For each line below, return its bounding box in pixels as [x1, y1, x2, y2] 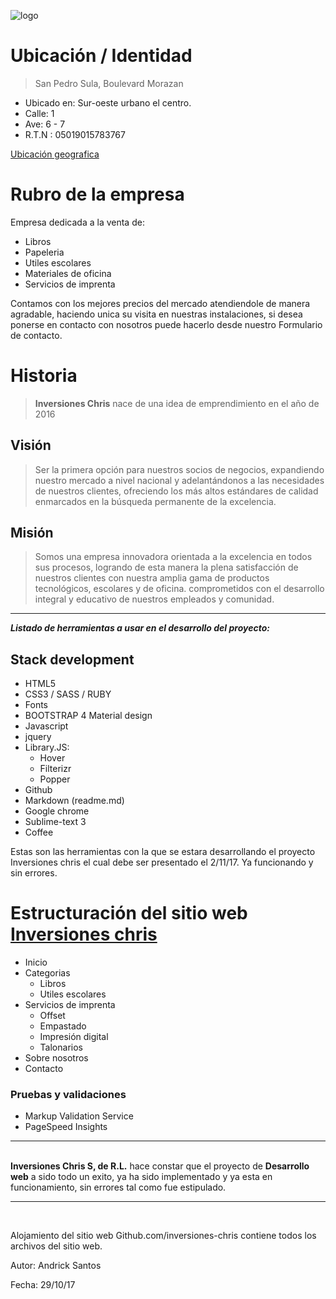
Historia [10, 365, 78, 387]
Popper [39, 773, 71, 785]
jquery [24, 731, 52, 743]
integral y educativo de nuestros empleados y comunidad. [34, 593, 275, 605]
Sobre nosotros [24, 1052, 89, 1064]
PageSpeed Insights [24, 1121, 108, 1133]
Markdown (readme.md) [24, 795, 125, 807]
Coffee [24, 826, 54, 839]
